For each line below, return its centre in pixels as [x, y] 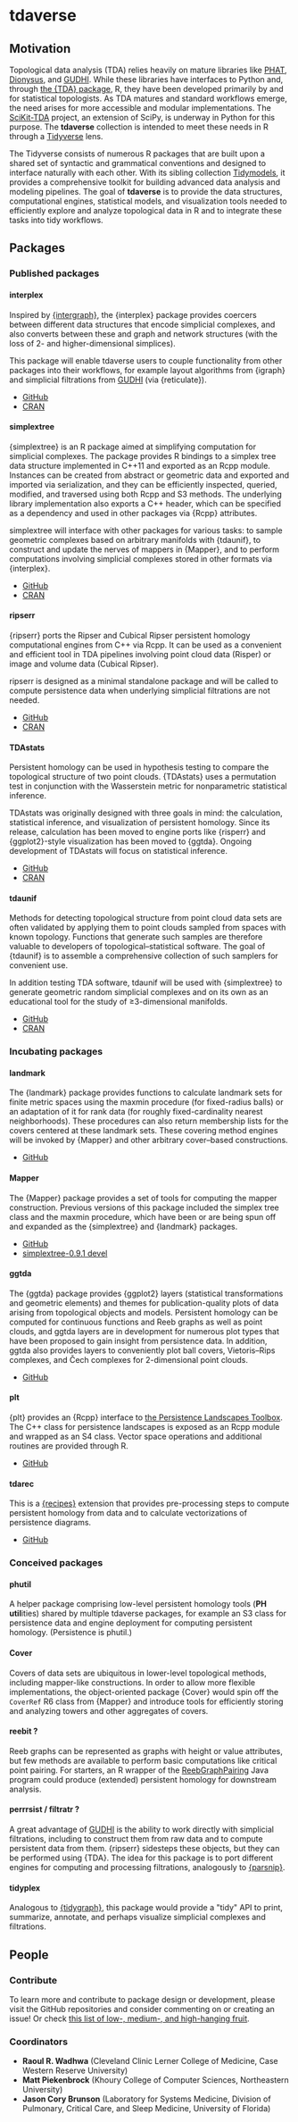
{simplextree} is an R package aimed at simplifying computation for [133, 447]
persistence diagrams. [50, 1523]
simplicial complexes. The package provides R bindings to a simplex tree [143, 455]
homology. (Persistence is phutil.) [70, 1633]
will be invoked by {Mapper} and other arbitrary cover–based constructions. [149, 1140]
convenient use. [39, 965]
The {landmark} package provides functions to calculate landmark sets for [146, 1093]
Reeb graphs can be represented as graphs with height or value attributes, [146, 1750]
